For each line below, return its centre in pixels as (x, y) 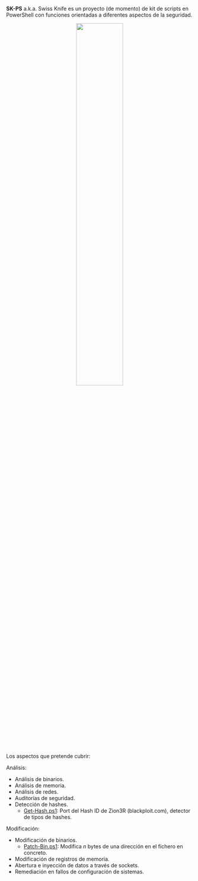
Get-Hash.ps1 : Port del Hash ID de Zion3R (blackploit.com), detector (107, 811)
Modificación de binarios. (46, 840)
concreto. (35, 853)
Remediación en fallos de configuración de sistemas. (79, 871)
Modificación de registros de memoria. (62, 859)
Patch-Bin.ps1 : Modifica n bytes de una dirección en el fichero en (103, 846)
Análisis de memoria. (40, 785)
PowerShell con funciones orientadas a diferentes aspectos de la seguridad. (99, 15)
